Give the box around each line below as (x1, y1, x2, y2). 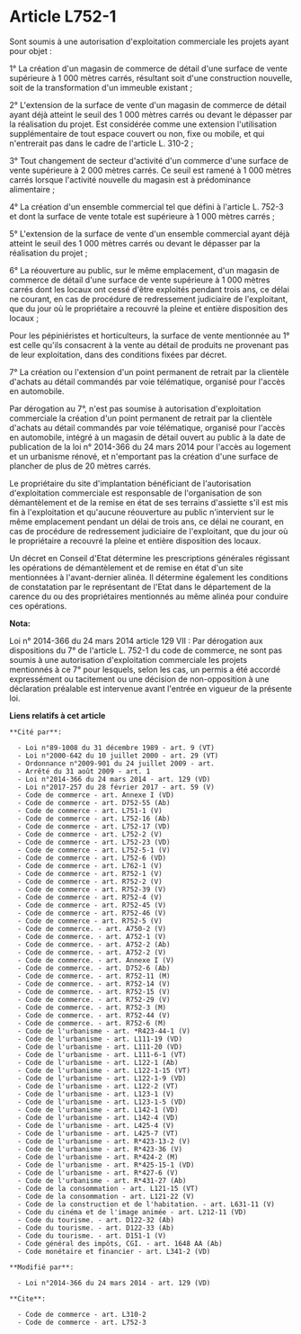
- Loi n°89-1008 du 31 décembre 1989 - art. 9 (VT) (17, 743, 216, 752)
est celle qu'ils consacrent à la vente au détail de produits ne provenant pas (9, 339, 289, 350)
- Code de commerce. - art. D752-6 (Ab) (17, 963, 171, 972)
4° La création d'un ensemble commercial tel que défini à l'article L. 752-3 (9, 201, 285, 212)
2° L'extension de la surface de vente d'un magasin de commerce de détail (9, 99, 288, 110)
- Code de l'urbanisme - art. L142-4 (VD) (17, 1113, 179, 1122)
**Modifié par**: (9, 1262, 75, 1272)
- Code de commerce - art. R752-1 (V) (17, 869, 164, 878)
